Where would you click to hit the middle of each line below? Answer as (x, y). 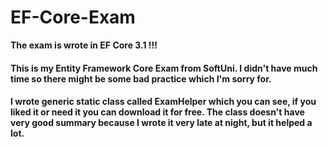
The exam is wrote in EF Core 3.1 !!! (84, 45)
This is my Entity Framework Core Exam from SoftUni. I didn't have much (164, 68)
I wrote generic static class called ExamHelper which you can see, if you (163, 102)
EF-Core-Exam (73, 17)
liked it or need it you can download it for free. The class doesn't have (157, 112)
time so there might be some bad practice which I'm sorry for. (141, 78)
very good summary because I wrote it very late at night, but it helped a (161, 123)
